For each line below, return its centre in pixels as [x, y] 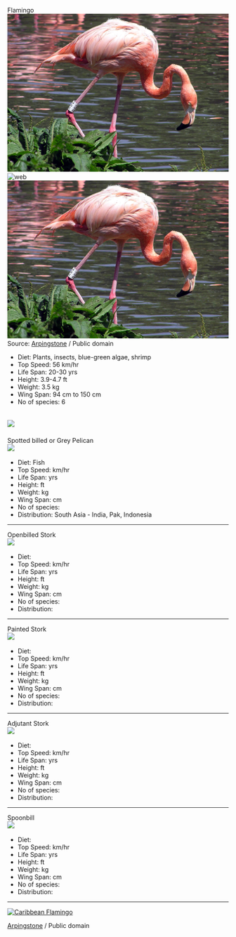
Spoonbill [21, 818]
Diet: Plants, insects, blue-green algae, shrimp [84, 357]
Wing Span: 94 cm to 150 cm [59, 394]
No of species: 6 [41, 401]
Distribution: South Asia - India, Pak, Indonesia [85, 514]
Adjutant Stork [28, 724]
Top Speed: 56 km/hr [48, 364]
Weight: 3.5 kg [38, 387]
